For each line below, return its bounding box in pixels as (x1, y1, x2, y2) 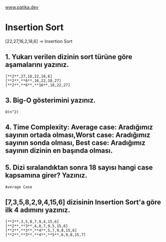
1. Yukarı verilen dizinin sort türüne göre (5, 52, 132, 61)
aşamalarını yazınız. (5, 60, 69, 69)
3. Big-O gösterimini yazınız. (5, 96, 96, 104)
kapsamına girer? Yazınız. (5, 171, 87, 179)
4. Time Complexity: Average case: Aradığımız (5, 122, 153, 131)
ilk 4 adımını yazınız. (5, 206, 70, 214)
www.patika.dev (5, 4, 38, 10)
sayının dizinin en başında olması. (5, 146, 113, 154)
